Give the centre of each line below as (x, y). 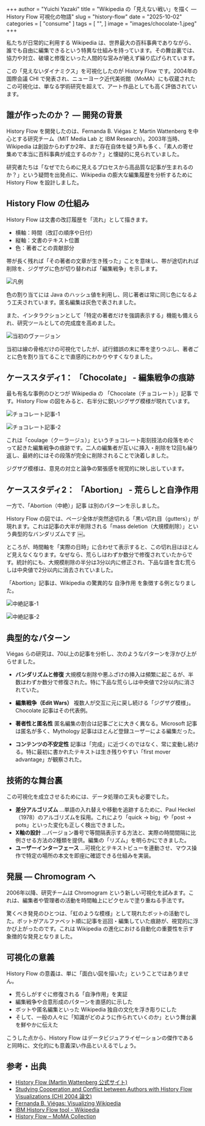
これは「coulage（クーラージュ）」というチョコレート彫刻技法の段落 (92, 440)
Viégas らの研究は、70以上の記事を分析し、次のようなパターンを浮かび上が (102, 654)
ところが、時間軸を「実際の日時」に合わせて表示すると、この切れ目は (95, 547)
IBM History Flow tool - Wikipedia (57, 1110)
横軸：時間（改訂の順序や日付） (55, 232)
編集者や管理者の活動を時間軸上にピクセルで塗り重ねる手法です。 (105, 900)
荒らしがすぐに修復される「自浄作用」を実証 (71, 994)
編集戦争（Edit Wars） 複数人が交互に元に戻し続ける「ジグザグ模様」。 (104, 703)
